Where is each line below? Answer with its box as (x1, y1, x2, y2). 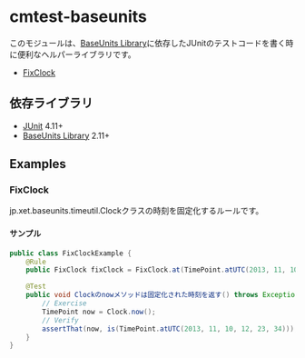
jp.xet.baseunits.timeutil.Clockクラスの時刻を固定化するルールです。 (9, 205, 264, 216)
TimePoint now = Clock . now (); (42, 307, 156, 316)
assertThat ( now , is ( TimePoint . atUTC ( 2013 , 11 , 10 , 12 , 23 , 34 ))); (42, 324, 299, 333)
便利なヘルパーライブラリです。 (16, 48, 136, 60)
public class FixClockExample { (9, 248, 132, 258)
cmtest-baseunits (9, 6, 147, 27)
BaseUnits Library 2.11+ (22, 130, 111, 141)
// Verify (42, 315, 79, 324)
